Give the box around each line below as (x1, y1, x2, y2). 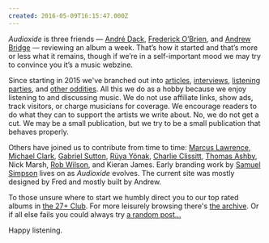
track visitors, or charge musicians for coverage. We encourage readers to (8, 101, 258, 111)
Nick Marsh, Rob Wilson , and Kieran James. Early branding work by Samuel (8, 159, 261, 170)
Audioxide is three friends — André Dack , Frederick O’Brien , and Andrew (8, 34, 251, 44)
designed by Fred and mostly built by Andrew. (8, 177, 162, 186)
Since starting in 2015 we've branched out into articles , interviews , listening (8, 75, 261, 85)
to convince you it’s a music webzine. (8, 60, 134, 69)
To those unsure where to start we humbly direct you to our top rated (8, 192, 239, 202)
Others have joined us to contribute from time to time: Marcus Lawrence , (8, 142, 251, 152)
